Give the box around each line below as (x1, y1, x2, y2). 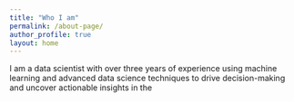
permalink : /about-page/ (9, 22, 104, 31)
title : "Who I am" (9, 13, 79, 23)
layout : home (9, 38, 59, 48)
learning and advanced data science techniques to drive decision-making (9, 73, 286, 84)
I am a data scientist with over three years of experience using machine (9, 63, 278, 74)
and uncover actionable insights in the (9, 82, 153, 93)
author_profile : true (9, 30, 92, 39)
